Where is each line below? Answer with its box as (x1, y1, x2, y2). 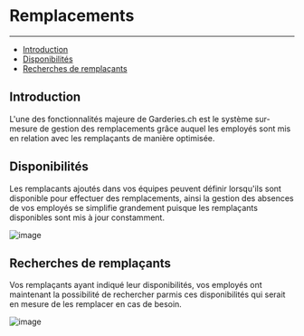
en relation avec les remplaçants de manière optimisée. (9, 132, 215, 143)
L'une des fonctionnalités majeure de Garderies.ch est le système (9, 113, 253, 124)
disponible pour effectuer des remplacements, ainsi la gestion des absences (9, 192, 294, 204)
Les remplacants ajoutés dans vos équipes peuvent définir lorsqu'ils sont (9, 183, 282, 194)
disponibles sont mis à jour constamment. (9, 212, 166, 223)
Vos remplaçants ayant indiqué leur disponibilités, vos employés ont (9, 280, 262, 291)
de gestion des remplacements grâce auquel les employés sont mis (39, 123, 291, 134)
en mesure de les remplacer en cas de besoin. (9, 299, 183, 310)
